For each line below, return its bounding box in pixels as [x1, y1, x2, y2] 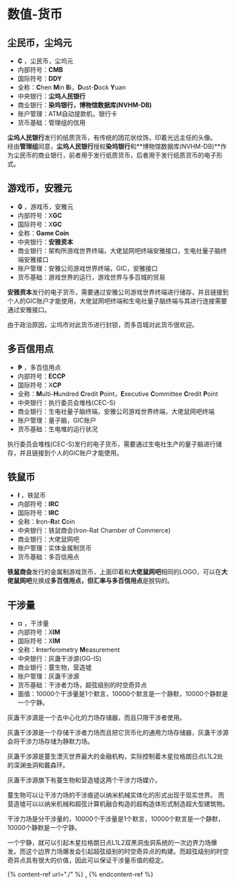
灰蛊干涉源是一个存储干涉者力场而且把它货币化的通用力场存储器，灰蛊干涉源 [7, 729, 229, 737]
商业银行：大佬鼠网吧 [17, 535, 79, 543]
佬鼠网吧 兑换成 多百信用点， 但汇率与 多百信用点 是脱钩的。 [7, 576, 173, 585]
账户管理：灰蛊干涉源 [17, 672, 79, 681]
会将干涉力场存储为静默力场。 [7, 737, 93, 745]
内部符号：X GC [17, 211, 63, 219]
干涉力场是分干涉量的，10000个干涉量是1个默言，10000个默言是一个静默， [7, 815, 225, 823]
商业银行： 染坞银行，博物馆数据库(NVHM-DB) [17, 101, 152, 109]
